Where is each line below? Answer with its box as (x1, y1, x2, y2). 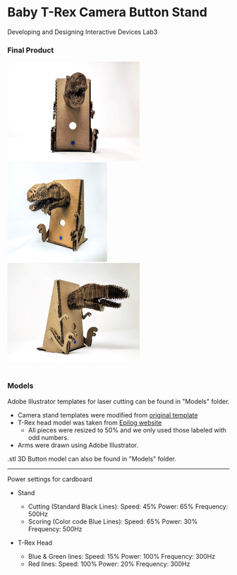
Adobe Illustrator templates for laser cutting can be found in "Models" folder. (7, 397, 230, 405)
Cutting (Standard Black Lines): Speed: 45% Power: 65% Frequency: (28, 502, 229, 511)
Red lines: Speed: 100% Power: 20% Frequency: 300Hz (28, 559, 190, 568)
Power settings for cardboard (7, 475, 93, 483)
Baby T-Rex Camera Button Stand (7, 4, 208, 20)
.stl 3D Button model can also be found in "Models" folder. (7, 454, 176, 463)
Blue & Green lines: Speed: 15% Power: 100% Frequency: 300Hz (28, 552, 216, 560)
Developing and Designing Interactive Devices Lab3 (7, 28, 158, 36)
